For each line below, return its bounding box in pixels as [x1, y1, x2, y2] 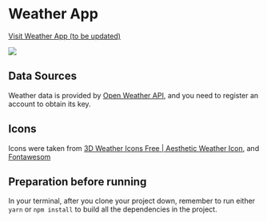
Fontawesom [8, 152, 51, 161]
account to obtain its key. [8, 99, 91, 109]
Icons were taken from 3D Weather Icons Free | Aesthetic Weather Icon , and [8, 143, 260, 153]
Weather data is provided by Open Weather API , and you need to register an [8, 90, 259, 100]
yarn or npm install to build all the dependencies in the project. [8, 204, 217, 214]
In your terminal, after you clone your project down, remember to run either [8, 196, 256, 206]
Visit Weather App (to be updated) [8, 31, 122, 41]
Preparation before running [8, 175, 147, 188]
